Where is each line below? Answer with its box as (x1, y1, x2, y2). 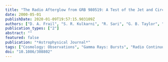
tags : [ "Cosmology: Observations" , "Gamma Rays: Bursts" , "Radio (5, 44, 144, 49)
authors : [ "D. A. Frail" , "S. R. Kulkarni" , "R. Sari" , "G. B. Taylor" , (5, 21, 160, 26)
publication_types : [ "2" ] (5, 26, 59, 31)
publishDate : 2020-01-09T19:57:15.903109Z (5, 16, 95, 21)
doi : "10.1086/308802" (5, 49, 52, 54)
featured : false (5, 35, 39, 40)
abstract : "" (5, 30, 32, 35)
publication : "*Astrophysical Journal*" (5, 40, 91, 45)
